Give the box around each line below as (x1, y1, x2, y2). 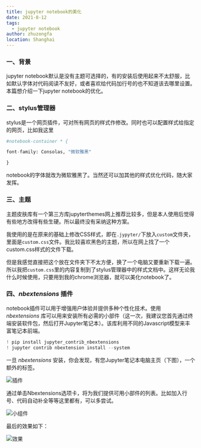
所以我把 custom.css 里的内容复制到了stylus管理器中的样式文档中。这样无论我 (6, 265, 195, 273)
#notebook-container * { (6, 138, 68, 144)
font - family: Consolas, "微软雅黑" (6, 149, 92, 155)
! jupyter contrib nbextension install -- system (6, 345, 130, 351)
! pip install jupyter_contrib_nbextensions (6, 339, 119, 345)
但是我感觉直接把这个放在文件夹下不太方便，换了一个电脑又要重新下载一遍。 (6, 258, 196, 265)
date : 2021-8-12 (6, 14, 47, 20)
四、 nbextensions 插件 (6, 289, 73, 298)
